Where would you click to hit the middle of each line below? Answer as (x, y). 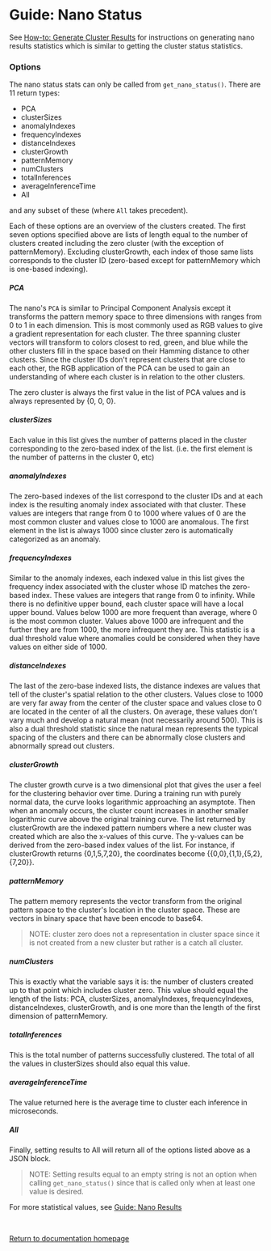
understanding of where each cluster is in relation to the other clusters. (127, 377)
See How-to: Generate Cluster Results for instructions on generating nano (132, 37)
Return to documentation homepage (69, 1238)
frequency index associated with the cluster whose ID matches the (120, 587)
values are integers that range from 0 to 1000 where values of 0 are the (128, 513)
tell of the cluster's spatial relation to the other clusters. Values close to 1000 (136, 694)
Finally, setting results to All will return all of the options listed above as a (130, 1150)
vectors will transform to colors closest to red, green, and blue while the (129, 342)
